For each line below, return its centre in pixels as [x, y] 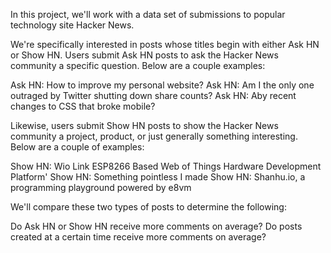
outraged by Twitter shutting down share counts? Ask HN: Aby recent [153, 95]
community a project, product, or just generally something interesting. [154, 136]
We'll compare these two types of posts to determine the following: [148, 207]
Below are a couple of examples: [77, 147]
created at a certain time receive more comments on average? [138, 237]
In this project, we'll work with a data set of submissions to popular [148, 14]
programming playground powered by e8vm [101, 187]
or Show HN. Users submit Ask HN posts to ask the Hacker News [144, 55]
